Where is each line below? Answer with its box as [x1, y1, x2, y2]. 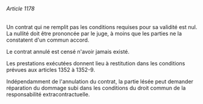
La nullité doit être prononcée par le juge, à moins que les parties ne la [6, 30, 182, 37]
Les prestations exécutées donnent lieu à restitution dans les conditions [6, 60, 185, 67]
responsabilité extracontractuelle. [6, 91, 90, 98]
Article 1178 [6, 5, 35, 12]
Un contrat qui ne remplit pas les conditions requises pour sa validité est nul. [6, 24, 198, 31]
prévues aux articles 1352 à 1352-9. [6, 67, 95, 74]
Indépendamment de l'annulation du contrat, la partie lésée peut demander [6, 78, 194, 85]
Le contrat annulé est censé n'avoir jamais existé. [6, 48, 130, 56]
